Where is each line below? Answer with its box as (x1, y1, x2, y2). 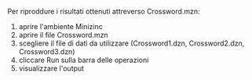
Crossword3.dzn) (18, 47, 75, 56)
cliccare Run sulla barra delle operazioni (18, 55, 149, 64)
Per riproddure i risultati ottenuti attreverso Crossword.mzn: (7, 7, 201, 16)
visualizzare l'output (18, 64, 84, 73)
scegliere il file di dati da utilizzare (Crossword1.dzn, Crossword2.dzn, (18, 39, 245, 48)
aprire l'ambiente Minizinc (18, 22, 103, 31)
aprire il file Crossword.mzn (18, 31, 108, 39)
